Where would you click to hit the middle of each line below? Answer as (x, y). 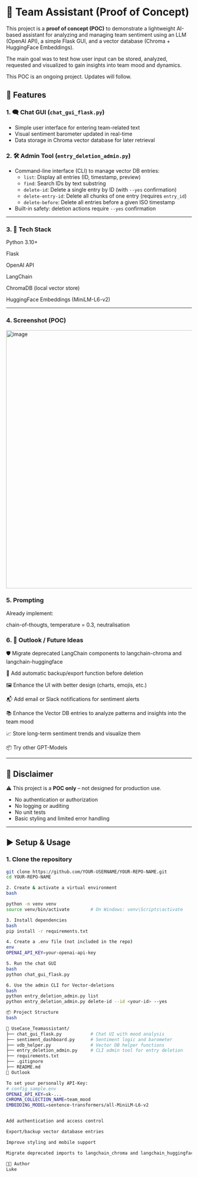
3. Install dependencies (37, 920)
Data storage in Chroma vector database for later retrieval (85, 140)
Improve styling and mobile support (51, 1142)
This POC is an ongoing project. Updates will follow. (69, 76)
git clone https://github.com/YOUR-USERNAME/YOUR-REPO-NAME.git (87, 872)
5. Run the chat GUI (32, 963)
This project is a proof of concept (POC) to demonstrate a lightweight (91, 28)
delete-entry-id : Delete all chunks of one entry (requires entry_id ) (105, 196)
